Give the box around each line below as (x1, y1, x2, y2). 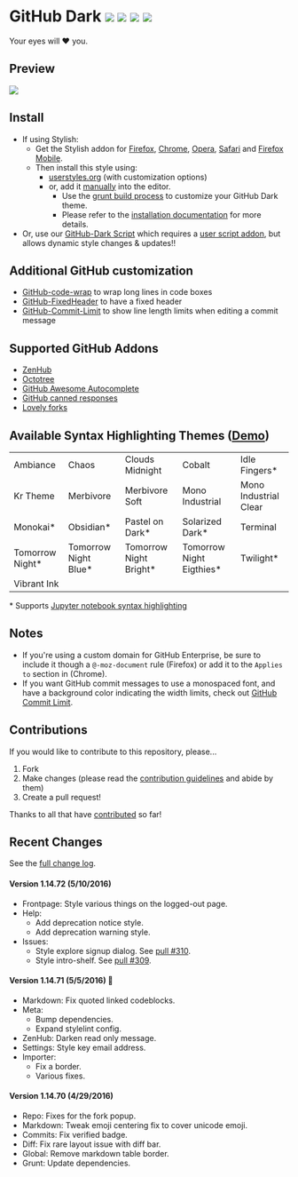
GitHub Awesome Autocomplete (21, 384, 139, 394)
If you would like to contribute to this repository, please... (9, 746, 217, 757)
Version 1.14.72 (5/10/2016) (9, 879, 112, 889)
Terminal (240, 521, 277, 533)
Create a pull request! (21, 791, 102, 802)
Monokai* (13, 521, 56, 533)
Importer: (21, 1051, 57, 1062)
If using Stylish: (21, 133, 79, 144)
